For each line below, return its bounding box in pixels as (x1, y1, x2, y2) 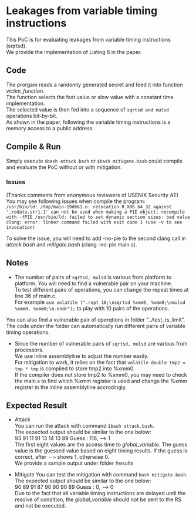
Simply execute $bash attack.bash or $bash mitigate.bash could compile (6, 157, 183, 164)
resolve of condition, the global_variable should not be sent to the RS (14, 496, 182, 503)
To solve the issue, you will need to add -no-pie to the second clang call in (6, 235, 186, 242)
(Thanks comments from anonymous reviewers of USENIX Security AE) (6, 191, 179, 198)
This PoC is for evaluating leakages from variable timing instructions (6, 36, 171, 43)
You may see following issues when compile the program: (6, 198, 146, 205)
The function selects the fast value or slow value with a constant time (6, 93, 174, 100)
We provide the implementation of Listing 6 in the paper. (6, 48, 142, 55)
